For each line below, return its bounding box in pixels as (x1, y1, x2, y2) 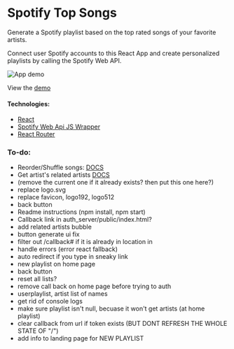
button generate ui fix (17, 230, 80, 238)
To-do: (7, 148, 32, 157)
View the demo (7, 83, 51, 92)
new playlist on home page (17, 260, 96, 269)
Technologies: (7, 99, 50, 108)
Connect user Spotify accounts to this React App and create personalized (7, 49, 220, 57)
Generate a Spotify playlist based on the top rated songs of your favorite (7, 28, 216, 36)
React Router (17, 130, 55, 138)
